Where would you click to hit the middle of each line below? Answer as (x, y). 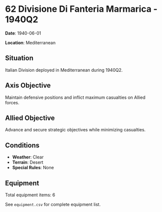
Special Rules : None (33, 168)
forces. (12, 102)
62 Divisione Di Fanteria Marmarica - (81, 9)
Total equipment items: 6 (30, 195)
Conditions (22, 145)
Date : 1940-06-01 (23, 33)
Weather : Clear (28, 157)
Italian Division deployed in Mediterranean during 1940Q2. (64, 70)
